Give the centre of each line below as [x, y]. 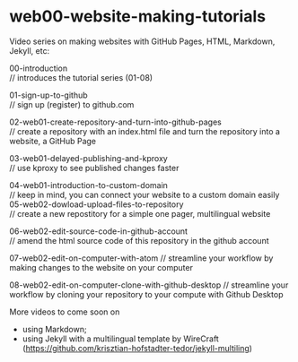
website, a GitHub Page [53, 141]
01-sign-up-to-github [48, 95]
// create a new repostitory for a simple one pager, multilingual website [140, 213]
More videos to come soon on [65, 312]
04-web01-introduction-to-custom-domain [89, 185]
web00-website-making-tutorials [138, 17]
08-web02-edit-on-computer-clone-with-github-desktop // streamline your [149, 285]
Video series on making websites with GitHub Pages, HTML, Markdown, [142, 41]
